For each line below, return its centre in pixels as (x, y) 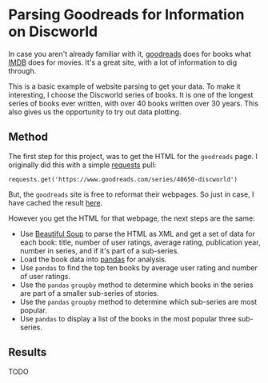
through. (22, 70)
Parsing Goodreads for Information (126, 15)
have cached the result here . (56, 202)
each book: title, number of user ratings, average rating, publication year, (140, 242)
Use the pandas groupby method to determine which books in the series (136, 285)
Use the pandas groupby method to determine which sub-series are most (138, 301)
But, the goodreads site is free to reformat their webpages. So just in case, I (131, 194)
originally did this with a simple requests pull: (82, 165)
